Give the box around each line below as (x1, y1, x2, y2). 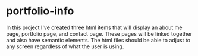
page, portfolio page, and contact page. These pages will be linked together (6, 30, 192, 37)
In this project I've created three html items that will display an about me (6, 24, 183, 31)
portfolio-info (6, 4, 74, 18)
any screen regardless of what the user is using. (6, 43, 124, 50)
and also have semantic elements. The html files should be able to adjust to (6, 36, 191, 43)
